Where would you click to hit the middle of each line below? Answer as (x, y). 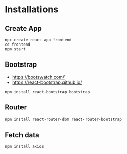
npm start (15, 49)
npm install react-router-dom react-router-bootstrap (63, 119)
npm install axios (24, 147)
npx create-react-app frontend (38, 40)
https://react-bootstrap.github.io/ (47, 82)
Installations (32, 9)
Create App (23, 28)
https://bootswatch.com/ (38, 77)
